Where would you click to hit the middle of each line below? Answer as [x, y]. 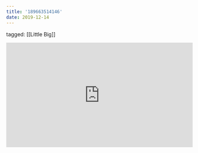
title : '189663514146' [34, 12]
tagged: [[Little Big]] [31, 34]
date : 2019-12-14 [28, 17]
